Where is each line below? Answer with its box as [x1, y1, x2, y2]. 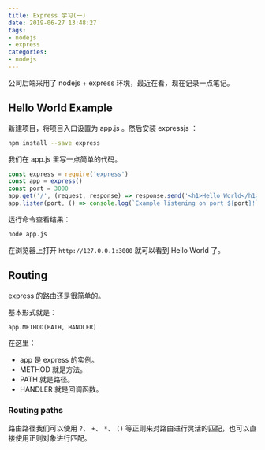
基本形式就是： [8, 307, 57, 317]
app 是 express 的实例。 [19, 355, 99, 364]
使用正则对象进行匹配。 [14, 433, 91, 442]
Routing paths [8, 404, 63, 415]
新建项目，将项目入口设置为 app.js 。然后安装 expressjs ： [8, 123, 199, 132]
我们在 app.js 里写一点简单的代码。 [8, 154, 122, 164]
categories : [8, 48, 47, 56]
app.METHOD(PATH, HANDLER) [8, 323, 97, 331]
